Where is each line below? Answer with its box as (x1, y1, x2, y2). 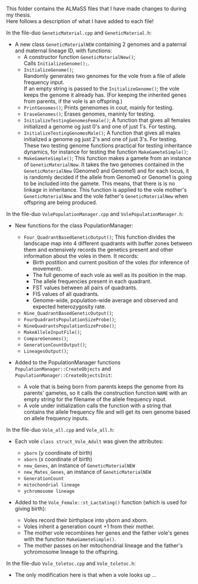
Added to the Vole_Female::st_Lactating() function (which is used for (14, 499, 187, 505)
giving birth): (14, 505, 46, 512)
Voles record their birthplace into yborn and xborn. (23, 517, 148, 523)
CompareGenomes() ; (23, 335, 68, 342)
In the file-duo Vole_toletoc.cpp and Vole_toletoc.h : (6, 560, 136, 567)
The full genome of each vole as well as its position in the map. (32, 271, 187, 279)
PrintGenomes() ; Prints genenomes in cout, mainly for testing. (23, 104, 174, 111)
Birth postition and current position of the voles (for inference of (32, 259, 190, 266)
